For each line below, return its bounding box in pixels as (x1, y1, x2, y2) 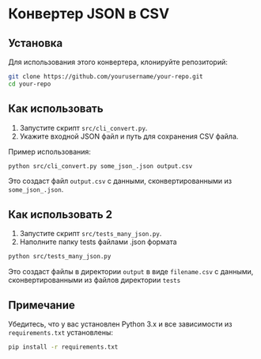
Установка (8, 36, 63, 50)
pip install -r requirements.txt (8, 342, 119, 351)
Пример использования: (8, 147, 91, 156)
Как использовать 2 (8, 208, 113, 221)
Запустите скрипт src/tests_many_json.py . (19, 229, 162, 239)
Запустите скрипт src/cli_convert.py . (19, 123, 148, 132)
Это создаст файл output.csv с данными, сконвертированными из (8, 176, 232, 186)
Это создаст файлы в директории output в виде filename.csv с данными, (8, 267, 254, 277)
